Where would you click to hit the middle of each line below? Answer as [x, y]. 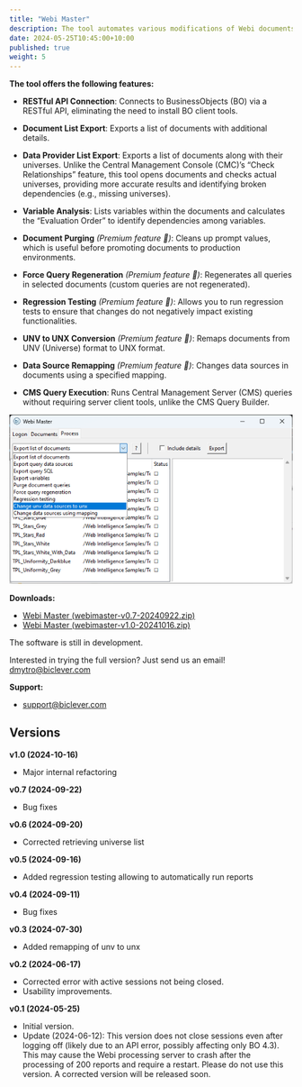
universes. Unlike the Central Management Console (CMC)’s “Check [148, 165]
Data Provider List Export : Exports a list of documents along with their [152, 155]
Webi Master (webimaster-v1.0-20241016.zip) [106, 625]
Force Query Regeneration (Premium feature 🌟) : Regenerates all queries [157, 275]
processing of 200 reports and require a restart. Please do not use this [153, 1064]
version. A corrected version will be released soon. [116, 1073]
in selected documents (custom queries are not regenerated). [136, 285]
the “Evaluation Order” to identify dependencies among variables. [144, 221]
